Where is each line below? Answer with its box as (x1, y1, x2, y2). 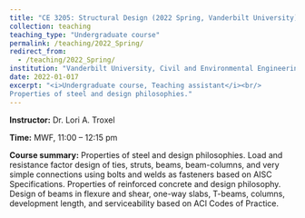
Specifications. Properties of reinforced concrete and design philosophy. (9, 178, 281, 189)
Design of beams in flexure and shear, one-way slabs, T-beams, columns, (9, 188, 286, 199)
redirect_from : (9, 47, 67, 56)
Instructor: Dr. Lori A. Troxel (9, 114, 115, 125)
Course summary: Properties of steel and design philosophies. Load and (9, 149, 283, 160)
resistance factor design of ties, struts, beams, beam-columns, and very (9, 159, 280, 170)
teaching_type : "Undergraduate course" (9, 30, 161, 39)
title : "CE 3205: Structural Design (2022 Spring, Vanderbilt (9, 13, 250, 23)
